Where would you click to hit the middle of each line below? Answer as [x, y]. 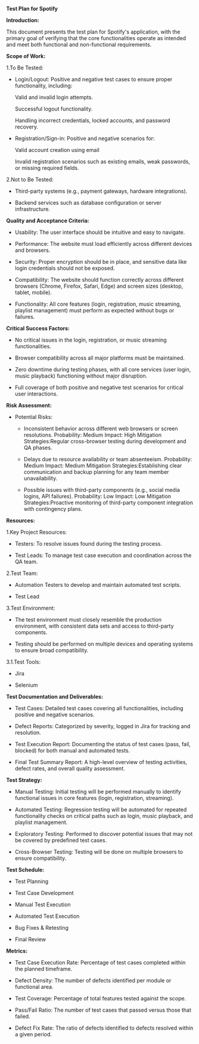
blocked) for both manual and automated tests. [72, 751]
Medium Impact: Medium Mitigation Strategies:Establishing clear [103, 465]
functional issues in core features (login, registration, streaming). [94, 798]
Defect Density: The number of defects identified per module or [93, 980]
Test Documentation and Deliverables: [55, 697]
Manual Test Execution [43, 905]
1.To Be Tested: [25, 68]
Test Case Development [44, 893]
